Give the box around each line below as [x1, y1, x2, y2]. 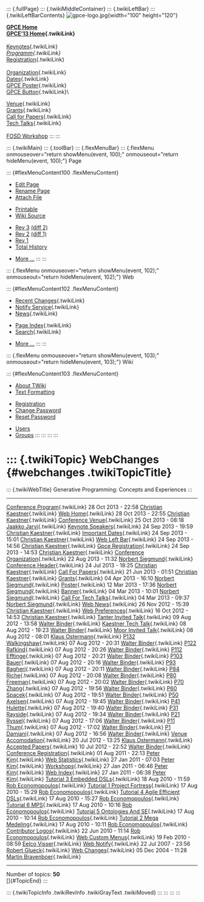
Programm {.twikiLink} [6, 49, 61, 57]
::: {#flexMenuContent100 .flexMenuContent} [6, 169, 119, 176]
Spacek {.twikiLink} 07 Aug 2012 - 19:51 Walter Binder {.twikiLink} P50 [6, 691, 179, 698]
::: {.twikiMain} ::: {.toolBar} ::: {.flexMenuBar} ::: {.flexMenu [6, 144, 154, 151]
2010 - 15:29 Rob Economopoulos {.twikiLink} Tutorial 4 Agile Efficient [6, 788, 180, 795]
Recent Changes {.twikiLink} [15, 297, 85, 304]
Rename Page [15, 187, 50, 194]
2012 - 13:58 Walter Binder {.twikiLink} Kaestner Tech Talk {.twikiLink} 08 [6, 620, 186, 627]
